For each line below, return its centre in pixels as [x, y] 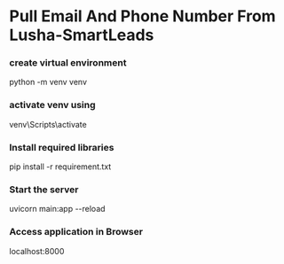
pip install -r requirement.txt [60, 167]
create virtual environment [68, 63]
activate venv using [52, 105]
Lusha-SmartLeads [82, 35]
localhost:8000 [37, 251]
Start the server [44, 190]
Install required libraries [62, 147]
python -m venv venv [48, 82]
